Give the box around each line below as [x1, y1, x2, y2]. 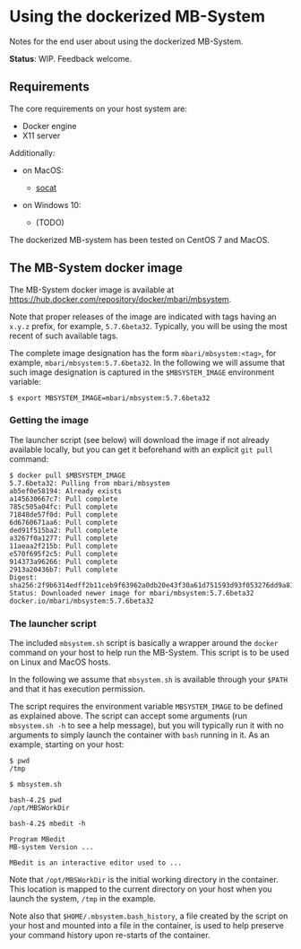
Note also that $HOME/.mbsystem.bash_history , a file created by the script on [9, 910, 288, 921]
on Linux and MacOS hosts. [9, 657, 111, 667]
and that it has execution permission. [9, 683, 146, 694]
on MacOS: [21, 164, 64, 176]
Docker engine [21, 120, 77, 131]
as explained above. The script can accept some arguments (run [9, 710, 248, 721]
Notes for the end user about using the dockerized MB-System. [9, 36, 244, 47]
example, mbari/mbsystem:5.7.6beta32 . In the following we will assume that [9, 357, 285, 368]
